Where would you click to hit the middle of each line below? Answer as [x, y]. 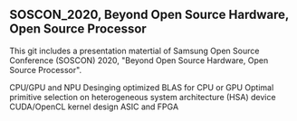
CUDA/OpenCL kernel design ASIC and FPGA [94, 107]
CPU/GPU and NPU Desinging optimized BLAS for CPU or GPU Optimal [142, 87]
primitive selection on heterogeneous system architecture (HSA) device [143, 97]
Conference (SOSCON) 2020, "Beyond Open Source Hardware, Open [139, 60]
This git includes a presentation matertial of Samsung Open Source [134, 51]
